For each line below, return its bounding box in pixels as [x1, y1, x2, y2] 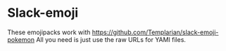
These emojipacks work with [7, 28, 91, 36]
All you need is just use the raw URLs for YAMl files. [36, 35, 187, 43]
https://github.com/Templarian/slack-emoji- [92, 28, 219, 36]
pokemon [7, 35, 35, 43]
